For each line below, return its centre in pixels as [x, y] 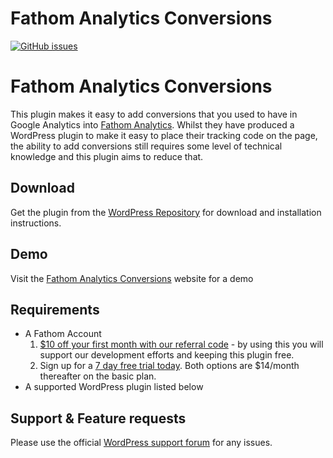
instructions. [36, 223]
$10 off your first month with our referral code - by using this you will [181, 344]
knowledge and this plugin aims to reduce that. [107, 156]
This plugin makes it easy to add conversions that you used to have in [154, 114]
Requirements [55, 309]
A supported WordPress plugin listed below [114, 387]
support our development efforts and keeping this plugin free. [167, 355]
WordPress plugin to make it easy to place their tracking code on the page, [164, 135]
